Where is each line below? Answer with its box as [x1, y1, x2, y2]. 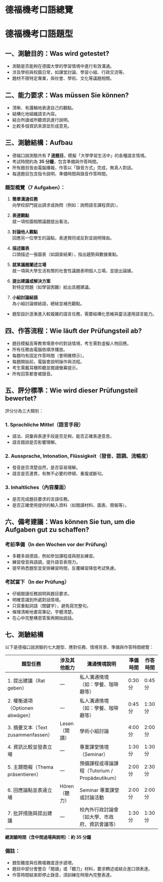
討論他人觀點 [12, 229, 38, 235]
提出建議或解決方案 [12, 278, 51, 284]
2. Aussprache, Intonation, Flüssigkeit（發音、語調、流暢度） [5, 452, 151, 459]
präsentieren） [7, 771, 42, 778]
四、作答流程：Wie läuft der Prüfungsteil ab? [5, 326, 142, 335]
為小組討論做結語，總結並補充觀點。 [12, 301, 85, 306]
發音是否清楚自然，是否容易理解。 [12, 465, 81, 470]
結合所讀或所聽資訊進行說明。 [12, 117, 72, 123]
